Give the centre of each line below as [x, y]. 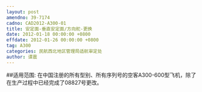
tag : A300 [19, 46]
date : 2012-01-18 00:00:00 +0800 [49, 34]
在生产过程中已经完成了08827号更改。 [54, 82]
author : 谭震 [22, 57]
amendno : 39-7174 [28, 18]
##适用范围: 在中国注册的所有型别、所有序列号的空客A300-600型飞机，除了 [101, 75]
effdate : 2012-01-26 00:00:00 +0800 [52, 40]
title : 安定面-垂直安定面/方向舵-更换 [49, 29]
